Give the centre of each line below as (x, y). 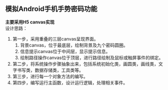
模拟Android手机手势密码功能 (51, 9)
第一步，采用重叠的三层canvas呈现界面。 (55, 38)
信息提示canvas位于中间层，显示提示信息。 (65, 51)
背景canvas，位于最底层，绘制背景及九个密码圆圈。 (74, 45)
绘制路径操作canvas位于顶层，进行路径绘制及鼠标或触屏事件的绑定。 (92, 57)
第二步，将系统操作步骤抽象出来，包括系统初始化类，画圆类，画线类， (86, 63)
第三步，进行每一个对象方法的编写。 (50, 76)
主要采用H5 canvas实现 (30, 22)
